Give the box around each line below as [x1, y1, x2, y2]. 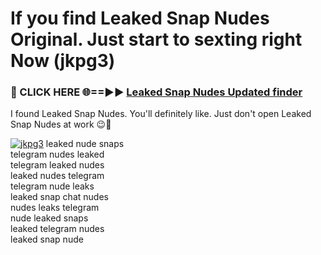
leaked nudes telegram [10, 170, 105, 182]
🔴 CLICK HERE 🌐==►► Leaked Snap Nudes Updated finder [10, 85, 303, 99]
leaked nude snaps [45, 138, 125, 150]
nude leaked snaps [10, 212, 89, 224]
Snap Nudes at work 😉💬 [10, 118, 112, 131]
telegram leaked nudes [10, 159, 105, 171]
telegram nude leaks [10, 180, 95, 192]
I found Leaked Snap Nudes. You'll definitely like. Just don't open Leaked [10, 108, 312, 120]
